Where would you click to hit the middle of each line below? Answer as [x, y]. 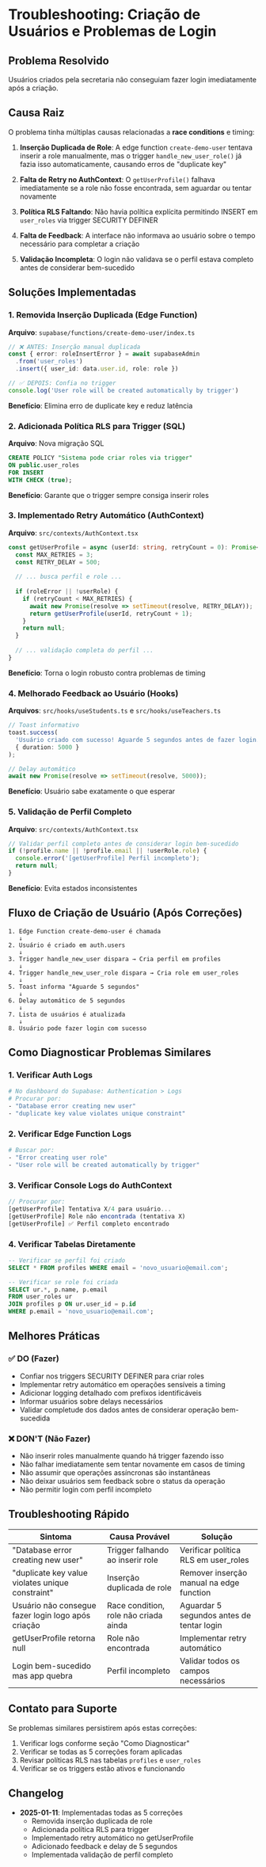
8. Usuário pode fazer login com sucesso [78, 1028]
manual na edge [209, 1583]
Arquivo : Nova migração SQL [56, 443]
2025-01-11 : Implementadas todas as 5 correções [101, 1812]
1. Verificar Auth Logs [51, 1075]
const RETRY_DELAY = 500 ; [58, 562]
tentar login [201, 1625]
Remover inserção [213, 1572]
